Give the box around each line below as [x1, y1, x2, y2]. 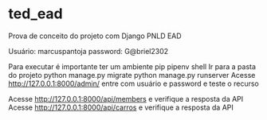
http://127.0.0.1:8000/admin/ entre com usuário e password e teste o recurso [8, 79, 259, 88]
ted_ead [8, 5, 64, 23]
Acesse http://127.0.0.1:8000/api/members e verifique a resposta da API [8, 94, 244, 103]
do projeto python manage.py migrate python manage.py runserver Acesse [8, 70, 256, 79]
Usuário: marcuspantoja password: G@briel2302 [8, 46, 169, 56]
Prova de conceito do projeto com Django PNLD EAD [8, 31, 182, 41]
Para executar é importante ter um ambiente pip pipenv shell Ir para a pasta [8, 61, 257, 72]
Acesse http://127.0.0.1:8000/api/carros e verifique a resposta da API [8, 103, 234, 112]
